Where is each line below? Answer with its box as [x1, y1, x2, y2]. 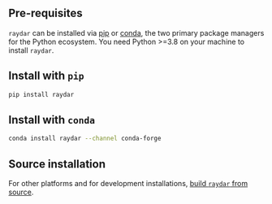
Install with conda [8, 113, 96, 127]
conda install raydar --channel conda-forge [8, 134, 162, 143]
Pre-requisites [8, 7, 83, 20]
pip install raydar [8, 90, 75, 98]
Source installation [8, 157, 106, 171]
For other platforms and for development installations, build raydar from [8, 179, 248, 188]
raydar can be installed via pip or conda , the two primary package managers [8, 28, 265, 37]
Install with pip [8, 69, 84, 83]
